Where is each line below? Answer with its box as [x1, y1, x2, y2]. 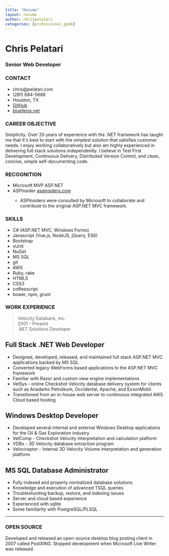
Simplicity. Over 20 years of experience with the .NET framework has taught [5, 132, 163, 138]
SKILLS [5, 215, 24, 222]
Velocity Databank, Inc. [17, 315, 66, 321]
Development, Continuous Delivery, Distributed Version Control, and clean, [5, 153, 160, 159]
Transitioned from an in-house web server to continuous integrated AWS [12, 391, 163, 397]
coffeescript [12, 286, 38, 292]
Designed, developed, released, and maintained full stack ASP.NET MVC [12, 354, 163, 360]
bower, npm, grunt [12, 291, 51, 297]
